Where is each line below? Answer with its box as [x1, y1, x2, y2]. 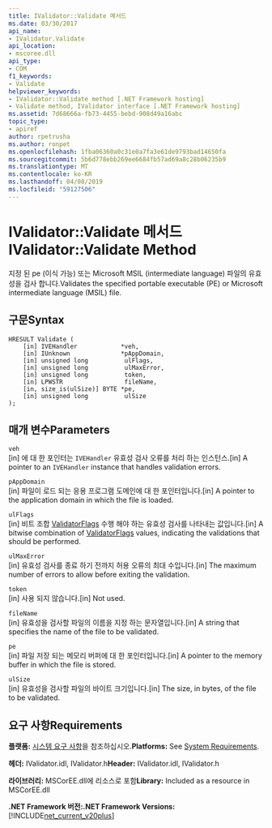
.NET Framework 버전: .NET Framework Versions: [8, 802, 176, 812]
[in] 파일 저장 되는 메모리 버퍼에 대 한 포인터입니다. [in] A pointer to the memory [8, 650, 263, 661]
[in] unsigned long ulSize [23, 392, 147, 400]
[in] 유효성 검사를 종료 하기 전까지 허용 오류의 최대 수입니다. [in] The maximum [8, 560, 257, 570]
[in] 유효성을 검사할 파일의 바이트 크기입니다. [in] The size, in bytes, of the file [8, 684, 257, 693]
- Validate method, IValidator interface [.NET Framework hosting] [8, 102, 241, 110]
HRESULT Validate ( [8, 335, 74, 343]
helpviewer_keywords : [8, 87, 82, 96]
